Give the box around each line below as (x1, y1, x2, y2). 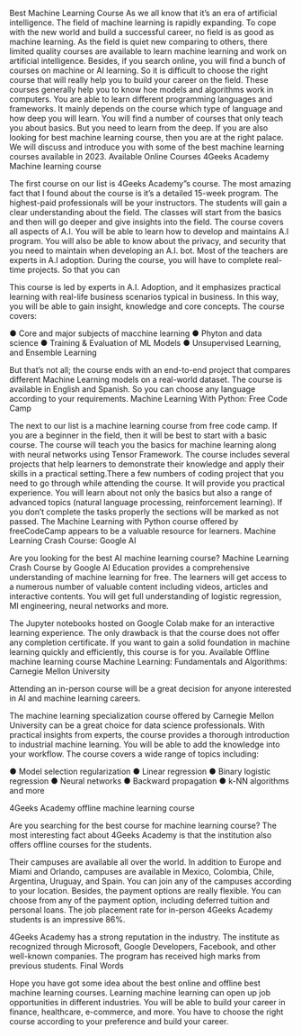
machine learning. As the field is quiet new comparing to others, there (9, 36, 268, 47)
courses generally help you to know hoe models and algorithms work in (9, 85, 274, 95)
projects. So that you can (27, 265, 120, 275)
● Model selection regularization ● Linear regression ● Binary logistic (9, 766, 271, 777)
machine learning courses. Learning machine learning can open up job (9, 987, 271, 998)
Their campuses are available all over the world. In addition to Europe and (9, 857, 281, 868)
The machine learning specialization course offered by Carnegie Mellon (9, 711, 274, 721)
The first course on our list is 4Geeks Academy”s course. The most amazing (9, 178, 292, 188)
